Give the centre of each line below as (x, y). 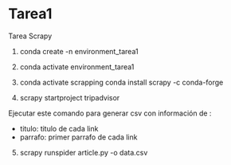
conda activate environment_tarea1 (77, 67)
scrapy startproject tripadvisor (70, 97)
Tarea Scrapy (30, 36)
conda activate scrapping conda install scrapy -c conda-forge (121, 82)
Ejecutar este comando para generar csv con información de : (110, 113)
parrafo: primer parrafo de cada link (78, 137)
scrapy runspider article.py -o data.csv (84, 152)
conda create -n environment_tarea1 (79, 51)
